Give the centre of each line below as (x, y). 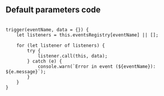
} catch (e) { (45, 61)
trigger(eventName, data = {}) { (47, 29)
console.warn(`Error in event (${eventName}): (97, 66)
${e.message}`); (26, 71)
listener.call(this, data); (73, 56)
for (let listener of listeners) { (61, 45)
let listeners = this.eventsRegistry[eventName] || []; (88, 35)
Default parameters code (53, 10)
